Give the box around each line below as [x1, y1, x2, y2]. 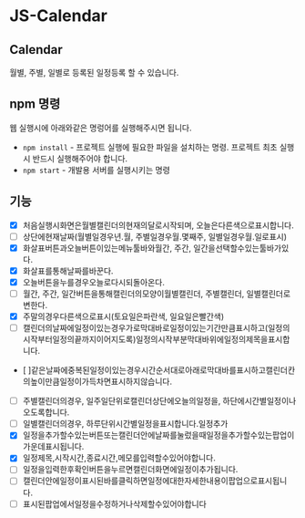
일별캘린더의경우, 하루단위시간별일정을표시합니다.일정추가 [22, 419, 229, 430]
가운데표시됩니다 [22, 441, 82, 452]
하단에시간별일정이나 [222, 396, 297, 407]
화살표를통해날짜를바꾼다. [22, 265, 114, 276]
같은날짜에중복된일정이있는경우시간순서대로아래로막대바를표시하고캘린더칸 [30, 365, 296, 376]
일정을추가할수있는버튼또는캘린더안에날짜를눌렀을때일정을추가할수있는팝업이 [22, 430, 295, 440]
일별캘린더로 [246, 288, 291, 299]
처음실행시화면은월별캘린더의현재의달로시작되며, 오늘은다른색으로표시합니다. [22, 220, 294, 231]
